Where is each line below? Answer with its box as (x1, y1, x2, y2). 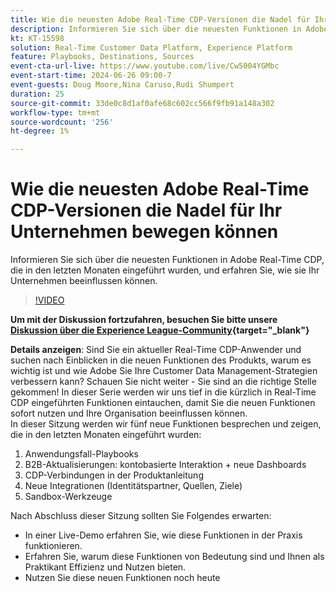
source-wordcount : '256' (10, 117, 114, 127)
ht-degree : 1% (10, 126, 70, 136)
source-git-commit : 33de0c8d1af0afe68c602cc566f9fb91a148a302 (10, 98, 275, 108)
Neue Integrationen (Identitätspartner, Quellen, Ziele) (24, 480, 243, 492)
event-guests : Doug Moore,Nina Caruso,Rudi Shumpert (10, 80, 235, 90)
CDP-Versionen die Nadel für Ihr (10, 199, 283, 222)
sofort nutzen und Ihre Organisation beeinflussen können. (10, 407, 248, 420)
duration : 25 (10, 89, 65, 99)
